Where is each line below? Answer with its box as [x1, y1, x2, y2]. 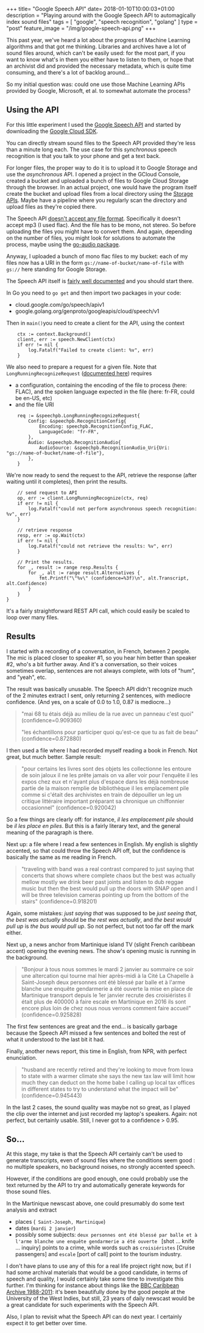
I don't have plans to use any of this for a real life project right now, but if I [6, 1262, 192, 1270]
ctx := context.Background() [17, 331, 91, 337]
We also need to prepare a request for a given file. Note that [6, 363, 157, 370]
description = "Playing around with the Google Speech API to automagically [6, 12, 196, 19]
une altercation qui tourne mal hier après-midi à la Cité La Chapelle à [21, 972, 194, 979]
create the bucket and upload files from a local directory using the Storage [6, 190, 194, 197]
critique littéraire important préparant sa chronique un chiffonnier [21, 797, 185, 805]
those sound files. [6, 1188, 52, 1195]
